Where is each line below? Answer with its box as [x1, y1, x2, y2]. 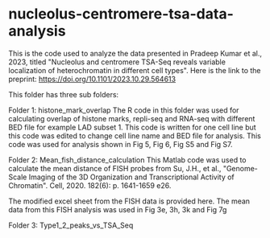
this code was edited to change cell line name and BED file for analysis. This [8, 130, 262, 141]
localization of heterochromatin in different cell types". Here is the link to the [8, 65, 261, 75]
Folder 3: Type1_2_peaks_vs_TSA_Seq [8, 220, 134, 230]
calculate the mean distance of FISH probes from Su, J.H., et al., [8, 163, 222, 173]
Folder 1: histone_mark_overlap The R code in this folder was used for [8, 105, 239, 115]
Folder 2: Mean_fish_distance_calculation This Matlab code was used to [8, 154, 247, 165]
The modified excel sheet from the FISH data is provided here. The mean [8, 196, 251, 206]
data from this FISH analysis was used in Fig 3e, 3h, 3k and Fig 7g [8, 204, 227, 214]
